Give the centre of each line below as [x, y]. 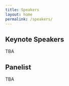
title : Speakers [22, 10]
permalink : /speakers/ [29, 19]
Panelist [18, 67]
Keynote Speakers [35, 39]
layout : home [19, 14]
